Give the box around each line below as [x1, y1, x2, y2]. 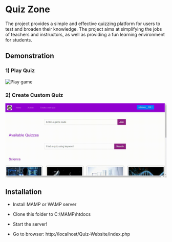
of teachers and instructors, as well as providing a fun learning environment [5, 31, 165, 37]
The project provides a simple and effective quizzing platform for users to [5, 20, 160, 27]
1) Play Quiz [5, 67, 35, 74]
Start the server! [12, 221, 48, 227]
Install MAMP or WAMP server [12, 201, 77, 207]
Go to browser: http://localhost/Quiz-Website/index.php [12, 231, 131, 237]
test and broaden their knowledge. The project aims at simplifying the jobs [5, 26, 162, 32]
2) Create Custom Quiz [5, 91, 63, 98]
